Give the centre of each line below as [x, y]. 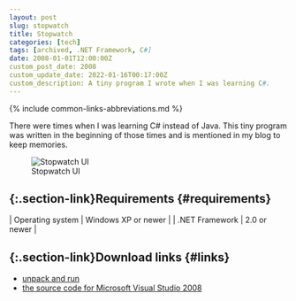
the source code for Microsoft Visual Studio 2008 [112, 288]
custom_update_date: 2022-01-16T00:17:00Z [88, 75]
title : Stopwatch [41, 34]
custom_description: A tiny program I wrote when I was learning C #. [140, 83]
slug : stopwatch [39, 26]
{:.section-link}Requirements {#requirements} [140, 199]
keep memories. [38, 144]
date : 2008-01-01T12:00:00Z [61, 58]
